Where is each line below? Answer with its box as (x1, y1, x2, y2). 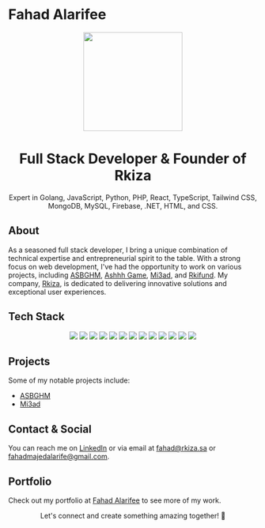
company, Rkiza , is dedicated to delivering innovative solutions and (8, 278, 227, 288)
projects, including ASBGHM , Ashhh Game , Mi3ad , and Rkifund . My (8, 270, 228, 280)
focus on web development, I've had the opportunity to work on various (8, 262, 242, 271)
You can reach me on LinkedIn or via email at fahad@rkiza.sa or (8, 443, 216, 453)
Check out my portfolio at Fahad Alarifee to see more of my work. (8, 496, 221, 505)
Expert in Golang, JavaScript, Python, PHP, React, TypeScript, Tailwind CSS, (9, 192, 257, 202)
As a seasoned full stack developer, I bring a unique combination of (8, 245, 228, 255)
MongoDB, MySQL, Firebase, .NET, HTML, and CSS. (47, 201, 218, 210)
